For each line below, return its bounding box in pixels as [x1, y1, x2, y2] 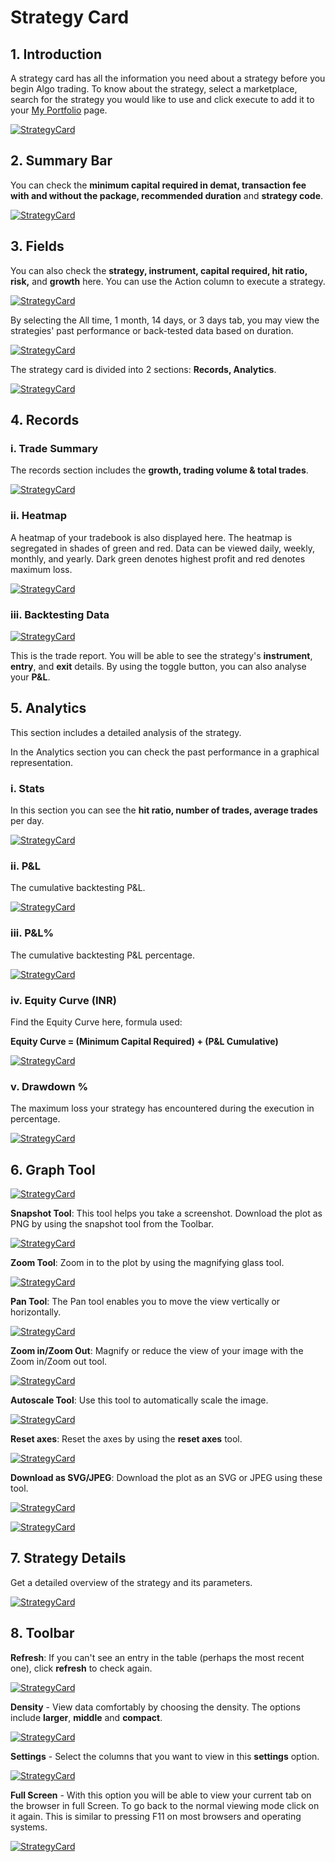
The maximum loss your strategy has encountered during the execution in [10, 1102, 315, 1115]
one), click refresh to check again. [10, 1662, 153, 1674]
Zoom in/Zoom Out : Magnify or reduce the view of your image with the [10, 1345, 304, 1357]
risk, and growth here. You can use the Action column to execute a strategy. [10, 275, 326, 287]
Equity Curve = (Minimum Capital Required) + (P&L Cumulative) [10, 1035, 279, 1047]
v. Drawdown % [10, 1079, 89, 1093]
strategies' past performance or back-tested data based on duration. [10, 324, 294, 336]
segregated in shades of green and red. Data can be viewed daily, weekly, [10, 542, 315, 554]
